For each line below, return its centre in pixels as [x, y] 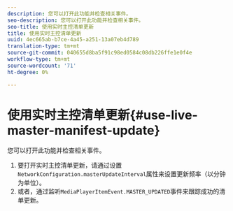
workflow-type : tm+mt [39, 59]
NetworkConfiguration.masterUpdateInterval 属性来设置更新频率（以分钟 [121, 174]
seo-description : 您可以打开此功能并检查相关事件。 [76, 20]
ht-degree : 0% [28, 72]
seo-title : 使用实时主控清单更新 [51, 27]
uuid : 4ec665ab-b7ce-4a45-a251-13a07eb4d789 [73, 40]
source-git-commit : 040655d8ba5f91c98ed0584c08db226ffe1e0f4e [100, 53]
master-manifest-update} [84, 130]
